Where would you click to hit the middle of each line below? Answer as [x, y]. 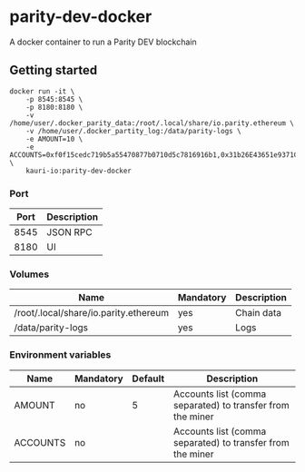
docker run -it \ [42, 91]
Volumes [30, 274]
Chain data [258, 313]
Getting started [54, 70]
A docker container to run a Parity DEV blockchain [103, 42]
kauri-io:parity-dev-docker [79, 171]
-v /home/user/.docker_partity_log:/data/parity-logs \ [134, 131]
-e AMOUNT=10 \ [54, 139]
